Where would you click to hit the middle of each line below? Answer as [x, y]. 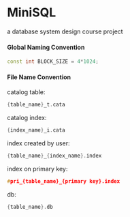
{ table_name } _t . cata [36, 105]
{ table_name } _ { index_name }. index [54, 156]
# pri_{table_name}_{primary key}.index [64, 181]
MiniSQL [32, 13]
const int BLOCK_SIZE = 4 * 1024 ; [53, 62]
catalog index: [27, 118]
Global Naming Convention [46, 47]
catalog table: [26, 92]
